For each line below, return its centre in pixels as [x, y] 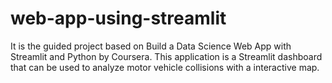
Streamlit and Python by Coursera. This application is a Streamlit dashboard [166, 56]
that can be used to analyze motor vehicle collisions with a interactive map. [165, 67]
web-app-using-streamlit [118, 18]
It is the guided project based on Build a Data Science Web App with [151, 46]
